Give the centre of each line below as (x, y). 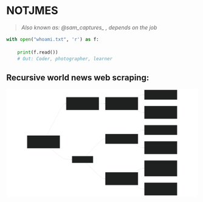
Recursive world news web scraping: (78, 78)
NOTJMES (32, 11)
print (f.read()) (38, 52)
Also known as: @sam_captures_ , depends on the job (89, 27)
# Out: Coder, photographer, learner (65, 58)
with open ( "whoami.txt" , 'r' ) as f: (53, 39)
